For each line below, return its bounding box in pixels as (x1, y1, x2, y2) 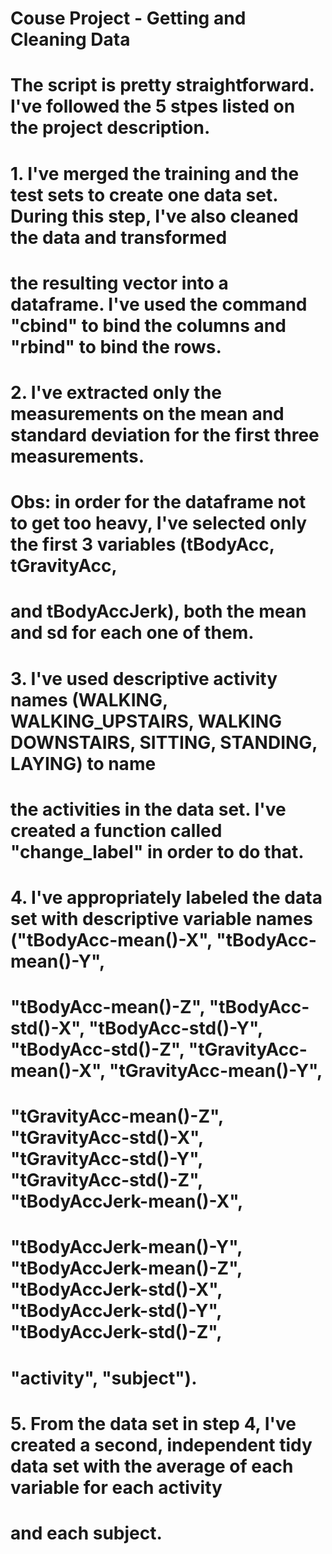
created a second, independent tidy (10, 1433, 313, 1456)
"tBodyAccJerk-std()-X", (10, 1278, 223, 1301)
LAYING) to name (10, 752, 157, 775)
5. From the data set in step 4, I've (10, 1412, 297, 1435)
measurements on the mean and (10, 402, 285, 425)
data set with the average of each (10, 1455, 294, 1477)
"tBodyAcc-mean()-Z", (10, 996, 206, 1019)
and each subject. (10, 1522, 163, 1544)
